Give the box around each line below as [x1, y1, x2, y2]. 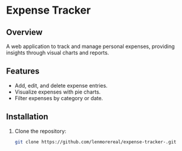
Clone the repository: [14, 127, 67, 134]
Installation [6, 112, 48, 122]
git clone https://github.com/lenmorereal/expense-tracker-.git [14, 139, 177, 145]
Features [6, 66, 40, 76]
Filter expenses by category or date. [14, 94, 103, 101]
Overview [6, 27, 43, 37]
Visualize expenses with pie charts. [14, 88, 101, 95]
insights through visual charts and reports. [6, 49, 109, 56]
